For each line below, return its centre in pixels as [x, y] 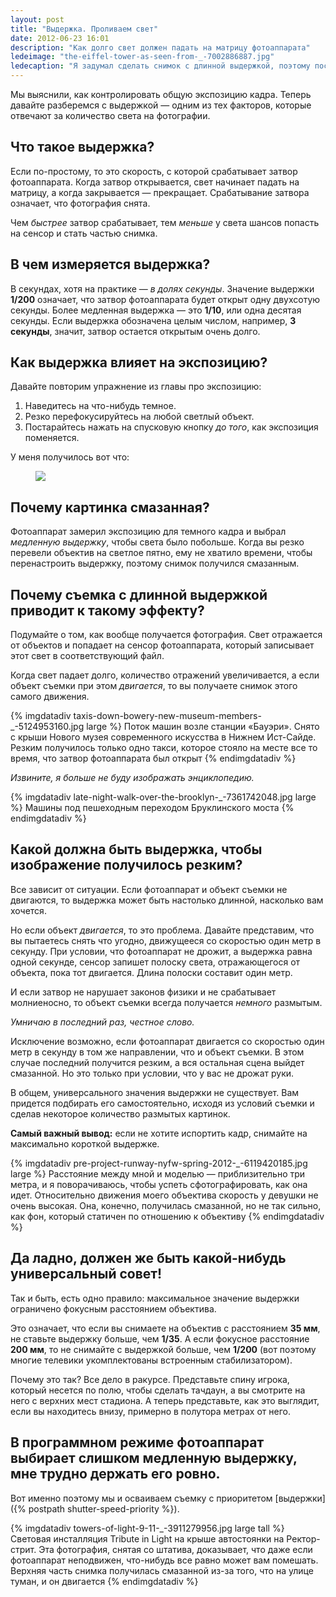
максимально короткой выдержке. [85, 1143]
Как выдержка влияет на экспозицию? [139, 362]
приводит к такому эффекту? [107, 610]
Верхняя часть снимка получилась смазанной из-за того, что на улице [162, 1570]
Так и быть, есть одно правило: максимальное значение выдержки [155, 1298]
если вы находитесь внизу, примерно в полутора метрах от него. [150, 1411]
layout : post [37, 19]
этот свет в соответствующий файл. [87, 656]
